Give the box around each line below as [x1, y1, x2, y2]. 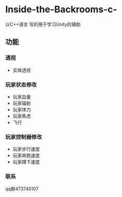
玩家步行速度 [12, 146, 40, 152]
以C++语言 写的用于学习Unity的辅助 [5, 21, 81, 27]
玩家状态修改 [5, 81, 37, 88]
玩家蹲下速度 [12, 159, 40, 165]
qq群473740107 [5, 186, 39, 192]
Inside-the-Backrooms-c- [5, 4, 117, 15]
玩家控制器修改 [5, 133, 42, 141]
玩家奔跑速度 [12, 152, 40, 159]
